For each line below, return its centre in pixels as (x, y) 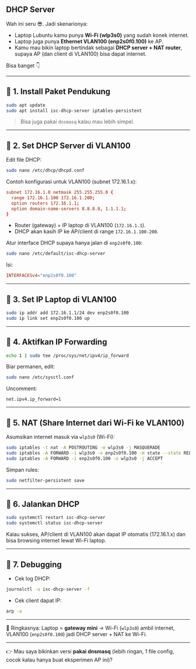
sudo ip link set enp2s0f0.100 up (48, 318)
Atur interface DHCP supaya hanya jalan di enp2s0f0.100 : (74, 243)
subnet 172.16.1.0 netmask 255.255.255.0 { (60, 193)
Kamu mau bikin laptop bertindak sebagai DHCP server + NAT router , (98, 47)
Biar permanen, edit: (31, 367)
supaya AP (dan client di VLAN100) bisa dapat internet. (80, 54)
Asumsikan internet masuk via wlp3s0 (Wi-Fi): (60, 437)
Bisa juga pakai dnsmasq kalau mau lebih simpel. (77, 122)
